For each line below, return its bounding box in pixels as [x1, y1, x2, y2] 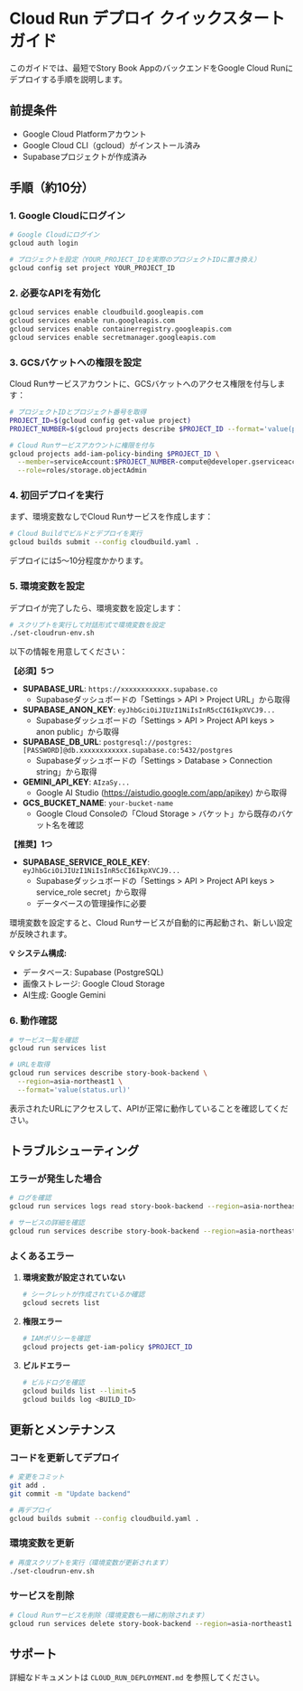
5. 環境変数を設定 [9, 580, 86, 593]
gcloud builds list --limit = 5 [22, 1386, 137, 1395]
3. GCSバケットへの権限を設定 [9, 356, 142, 369]
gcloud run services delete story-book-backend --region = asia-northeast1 [9, 1619, 293, 1628]
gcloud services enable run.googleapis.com [9, 316, 176, 325]
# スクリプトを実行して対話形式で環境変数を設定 [9, 620, 165, 629]
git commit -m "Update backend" [9, 1489, 131, 1498]
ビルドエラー [22, 1359, 70, 1370]
